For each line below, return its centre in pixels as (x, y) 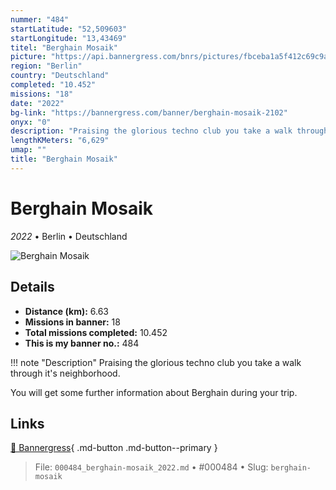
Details (32, 287)
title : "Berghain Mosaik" (64, 159)
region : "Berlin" (46, 66)
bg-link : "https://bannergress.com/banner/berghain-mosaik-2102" (149, 112)
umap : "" (28, 150)
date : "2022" (37, 103)
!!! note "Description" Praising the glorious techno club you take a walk (156, 362)
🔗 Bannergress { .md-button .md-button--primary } (114, 448)
